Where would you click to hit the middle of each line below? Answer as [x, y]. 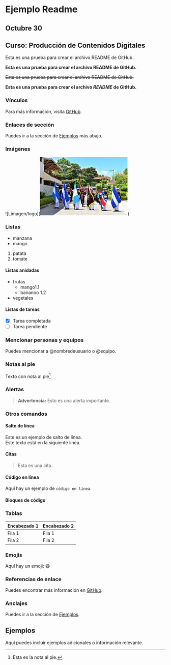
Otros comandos [26, 414]
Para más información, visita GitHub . [44, 111]
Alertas [15, 389]
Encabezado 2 [58, 526]
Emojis [14, 555]
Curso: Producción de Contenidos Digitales [75, 45]
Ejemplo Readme [41, 9]
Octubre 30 [24, 28]
